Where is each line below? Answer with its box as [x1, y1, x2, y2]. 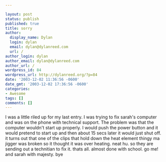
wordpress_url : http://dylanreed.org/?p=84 [5, 72, 98, 78]
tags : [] [5, 96, 24, 101]
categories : [5, 86, 30, 91]
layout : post [5, 12, 33, 17]
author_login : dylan [5, 54, 49, 59]
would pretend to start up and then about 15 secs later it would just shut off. [5, 130, 161, 136]
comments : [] [5, 100, 33, 105]
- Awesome [5, 91, 26, 96]
